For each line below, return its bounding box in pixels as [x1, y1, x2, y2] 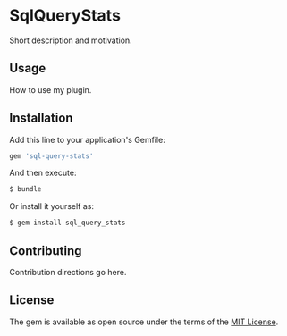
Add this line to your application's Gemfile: [9, 134, 165, 145]
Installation [9, 111, 73, 126]
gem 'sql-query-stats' [9, 151, 94, 161]
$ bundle [9, 185, 42, 194]
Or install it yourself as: [9, 201, 94, 212]
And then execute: [9, 167, 77, 179]
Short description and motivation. [9, 35, 132, 46]
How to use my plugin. [9, 84, 92, 95]
